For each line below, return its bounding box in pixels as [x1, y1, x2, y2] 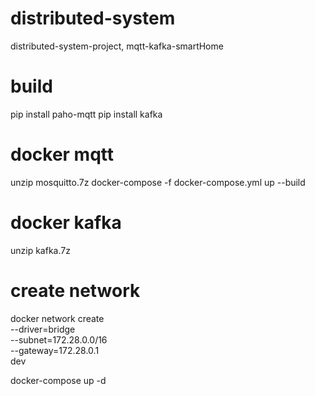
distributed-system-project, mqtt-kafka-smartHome [10, 40, 224, 52]
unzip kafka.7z [10, 244, 71, 256]
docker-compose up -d [10, 374, 107, 386]
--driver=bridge [10, 323, 76, 335]
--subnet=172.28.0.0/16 [10, 333, 108, 346]
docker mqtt [10, 143, 115, 166]
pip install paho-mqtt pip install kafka [10, 108, 163, 120]
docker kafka [10, 212, 122, 234]
